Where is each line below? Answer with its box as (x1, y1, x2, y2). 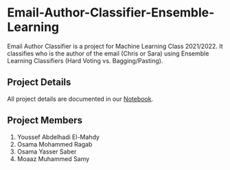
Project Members (7, 114, 83, 126)
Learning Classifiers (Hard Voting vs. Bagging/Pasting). (7, 56, 163, 64)
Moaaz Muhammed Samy (16, 154, 90, 162)
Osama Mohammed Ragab (16, 140, 93, 148)
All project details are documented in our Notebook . (7, 95, 153, 103)
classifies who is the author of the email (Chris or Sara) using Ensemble (7, 49, 209, 58)
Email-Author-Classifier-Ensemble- (7, 5, 215, 21)
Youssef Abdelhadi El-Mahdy (16, 132, 100, 141)
